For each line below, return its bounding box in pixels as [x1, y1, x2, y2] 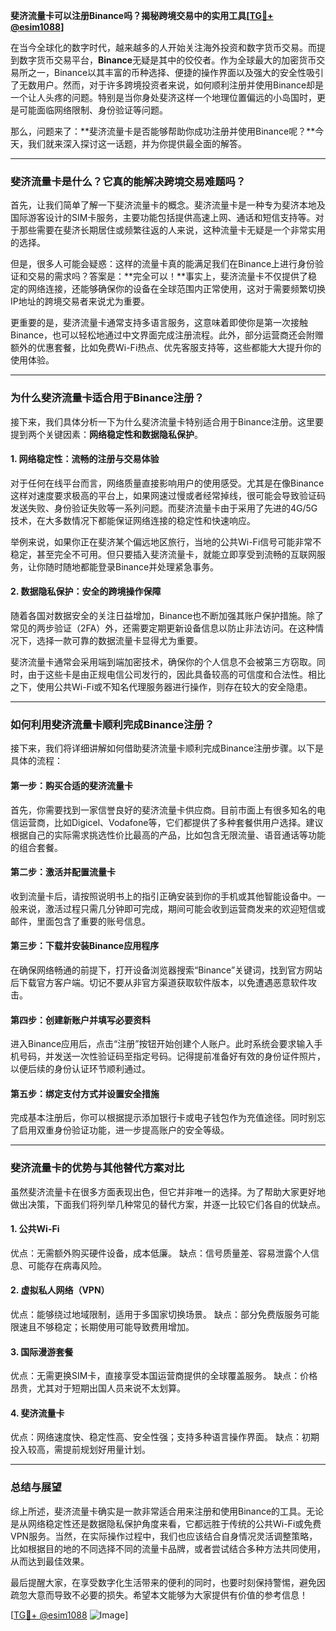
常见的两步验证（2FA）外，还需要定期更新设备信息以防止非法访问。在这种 [10, 622, 316, 634]
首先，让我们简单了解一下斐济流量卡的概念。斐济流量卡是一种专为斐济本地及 [10, 199, 326, 211]
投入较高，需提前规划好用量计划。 [10, 1444, 151, 1456]
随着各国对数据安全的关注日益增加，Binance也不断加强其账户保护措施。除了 [10, 610, 325, 621]
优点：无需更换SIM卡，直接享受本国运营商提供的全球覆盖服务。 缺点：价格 [10, 1370, 318, 1382]
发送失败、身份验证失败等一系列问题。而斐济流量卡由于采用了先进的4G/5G [10, 502, 318, 514]
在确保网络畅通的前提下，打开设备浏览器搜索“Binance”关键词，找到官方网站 [10, 964, 323, 976]
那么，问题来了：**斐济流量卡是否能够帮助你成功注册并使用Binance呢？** [10, 125, 316, 137]
